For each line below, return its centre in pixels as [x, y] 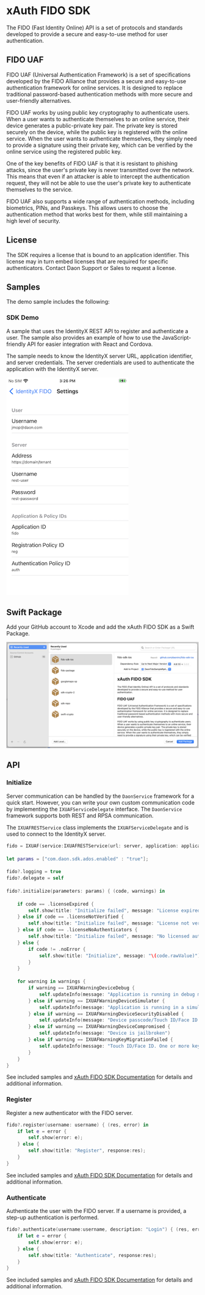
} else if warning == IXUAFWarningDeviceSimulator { [97, 1001]
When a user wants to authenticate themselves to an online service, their [98, 119]
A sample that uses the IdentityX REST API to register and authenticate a [97, 331]
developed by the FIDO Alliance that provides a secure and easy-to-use [96, 81]
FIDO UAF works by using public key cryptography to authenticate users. [98, 112]
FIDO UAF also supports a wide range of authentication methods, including [100, 201]
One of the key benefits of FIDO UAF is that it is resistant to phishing [92, 163]
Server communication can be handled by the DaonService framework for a [100, 796]
